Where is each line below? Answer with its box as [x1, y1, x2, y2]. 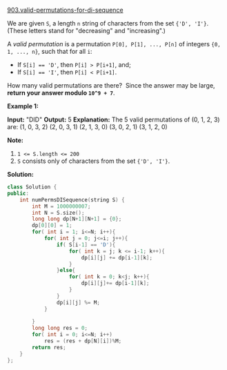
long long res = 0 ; [32, 324, 88, 332]
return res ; [32, 344, 67, 351]
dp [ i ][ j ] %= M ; [56, 299, 100, 306]
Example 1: [7, 102, 39, 110]
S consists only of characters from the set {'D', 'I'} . [17, 157, 170, 165]
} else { [56, 267, 76, 274]
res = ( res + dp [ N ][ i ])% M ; [43, 338, 122, 344]
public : [7, 190, 30, 197]
